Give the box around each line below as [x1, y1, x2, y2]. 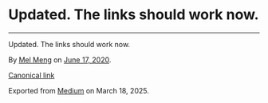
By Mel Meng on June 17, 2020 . [8, 54, 112, 65]
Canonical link [8, 70, 55, 80]
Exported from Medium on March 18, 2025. [8, 85, 149, 95]
